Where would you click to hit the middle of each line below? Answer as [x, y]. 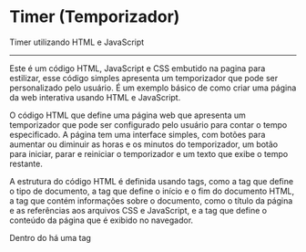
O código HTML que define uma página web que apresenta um [127, 115]
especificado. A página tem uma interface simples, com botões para [138, 134]
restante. [26, 163]
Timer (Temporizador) [95, 17]
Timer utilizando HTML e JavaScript [77, 42]
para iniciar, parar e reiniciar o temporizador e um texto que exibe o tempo [149, 153]
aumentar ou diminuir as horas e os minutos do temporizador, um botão [144, 144]
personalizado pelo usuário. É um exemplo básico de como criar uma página [153, 88]
